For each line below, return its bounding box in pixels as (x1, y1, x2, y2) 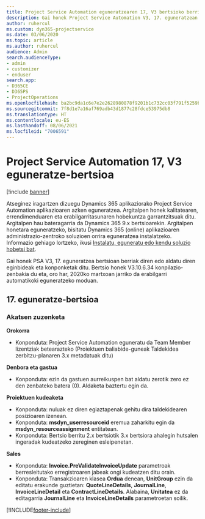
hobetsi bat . (6, 245, 37, 253)
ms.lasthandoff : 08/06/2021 (6, 123, 78, 129)
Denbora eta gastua (6, 364, 58, 371)
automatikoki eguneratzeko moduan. (6, 277, 99, 284)
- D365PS (6, 89, 29, 95)
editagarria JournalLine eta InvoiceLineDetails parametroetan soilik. (15, 494, 189, 502)
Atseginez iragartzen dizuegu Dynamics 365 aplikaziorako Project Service (6, 200, 193, 207)
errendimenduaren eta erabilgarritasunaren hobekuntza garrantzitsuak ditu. (6, 212, 196, 220)
